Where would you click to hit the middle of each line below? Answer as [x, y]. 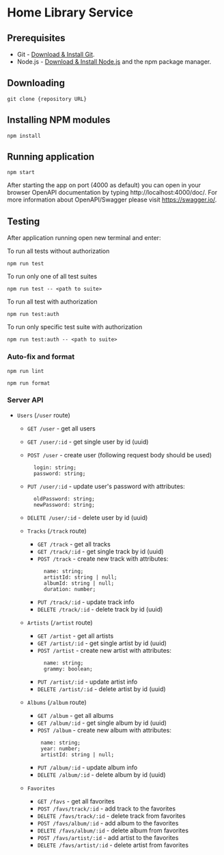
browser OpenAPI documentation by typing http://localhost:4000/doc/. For [112, 193]
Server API [25, 400]
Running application [51, 157]
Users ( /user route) [43, 415]
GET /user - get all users [61, 428]
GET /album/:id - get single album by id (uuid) [102, 723]
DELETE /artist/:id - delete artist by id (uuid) [101, 689]
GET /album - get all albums [75, 715]
